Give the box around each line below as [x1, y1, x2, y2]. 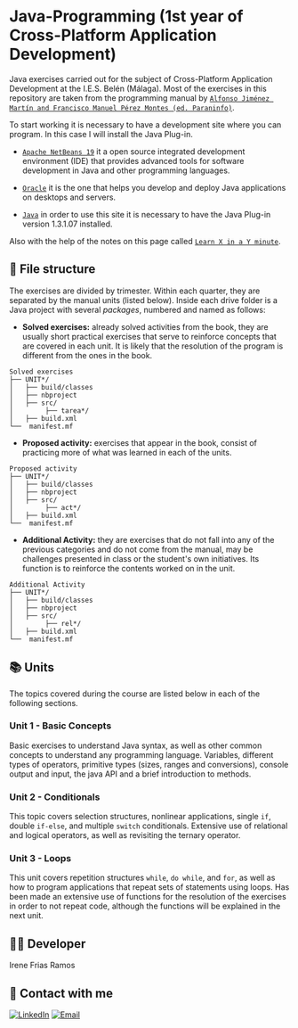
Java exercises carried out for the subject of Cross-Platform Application [9, 73, 273, 84]
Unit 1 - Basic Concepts [9, 720, 112, 732]
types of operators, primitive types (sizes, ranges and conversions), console [9, 759, 289, 769]
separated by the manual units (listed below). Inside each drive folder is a [9, 294, 278, 305]
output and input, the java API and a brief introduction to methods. [9, 769, 252, 779]
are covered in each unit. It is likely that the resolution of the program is [21, 341, 284, 351]
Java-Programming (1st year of [9, 6, 244, 27]
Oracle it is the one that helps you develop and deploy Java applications [21, 182, 286, 193]
